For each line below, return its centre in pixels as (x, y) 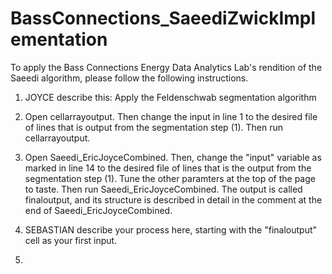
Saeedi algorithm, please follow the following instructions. (129, 78)
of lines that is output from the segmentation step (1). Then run (154, 127)
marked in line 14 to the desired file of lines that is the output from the (168, 168)
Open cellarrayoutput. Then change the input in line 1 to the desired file (171, 116)
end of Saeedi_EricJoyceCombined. (98, 210)
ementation (59, 39)
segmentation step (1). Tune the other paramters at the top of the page (170, 178)
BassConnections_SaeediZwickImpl (163, 18)
